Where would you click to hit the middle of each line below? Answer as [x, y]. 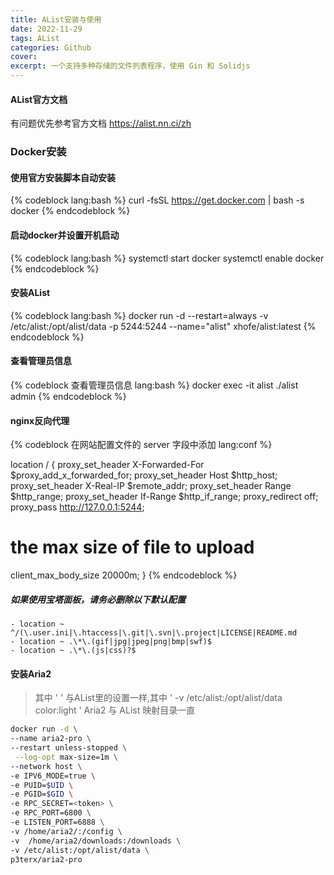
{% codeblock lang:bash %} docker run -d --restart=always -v [139, 315]
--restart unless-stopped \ [69, 748]
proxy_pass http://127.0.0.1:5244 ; [77, 507]
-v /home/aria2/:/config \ [66, 831]
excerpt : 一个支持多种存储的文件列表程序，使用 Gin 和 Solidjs [130, 66]
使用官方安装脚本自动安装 [63, 177]
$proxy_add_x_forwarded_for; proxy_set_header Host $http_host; [144, 475]
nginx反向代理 [40, 420]
